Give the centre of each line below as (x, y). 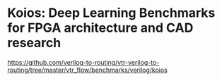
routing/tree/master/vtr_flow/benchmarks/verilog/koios (87, 70)
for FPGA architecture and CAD (100, 28)
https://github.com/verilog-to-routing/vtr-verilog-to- (83, 62)
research (34, 43)
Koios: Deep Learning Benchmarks (111, 13)
